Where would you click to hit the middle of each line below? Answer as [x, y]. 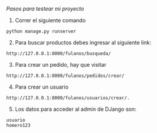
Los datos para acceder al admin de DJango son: [76, 109]
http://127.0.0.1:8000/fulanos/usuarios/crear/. [68, 98]
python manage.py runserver [41, 31]
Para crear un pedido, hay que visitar [61, 65]
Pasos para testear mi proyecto [45, 9]
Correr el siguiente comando [50, 20]
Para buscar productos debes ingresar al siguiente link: [83, 42]
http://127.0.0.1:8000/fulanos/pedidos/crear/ [65, 76]
